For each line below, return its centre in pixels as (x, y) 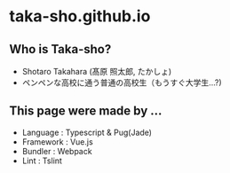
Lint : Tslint (42, 161)
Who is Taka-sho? (60, 49)
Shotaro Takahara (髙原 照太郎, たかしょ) (97, 71)
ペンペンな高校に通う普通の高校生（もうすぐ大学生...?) (122, 83)
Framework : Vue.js (57, 142)
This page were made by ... (86, 111)
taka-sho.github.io (80, 16)
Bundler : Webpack (57, 151)
